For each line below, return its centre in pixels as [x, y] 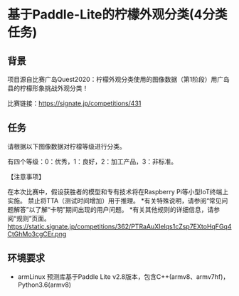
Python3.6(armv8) [44, 285]
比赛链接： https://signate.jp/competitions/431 [74, 103]
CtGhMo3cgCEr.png [37, 234]
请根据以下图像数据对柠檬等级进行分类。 [67, 146]
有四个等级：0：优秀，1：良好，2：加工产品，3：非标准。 [92, 162]
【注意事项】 [26, 176]
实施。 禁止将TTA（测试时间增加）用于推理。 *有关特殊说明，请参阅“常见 [115, 201]
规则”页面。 [34, 218]
